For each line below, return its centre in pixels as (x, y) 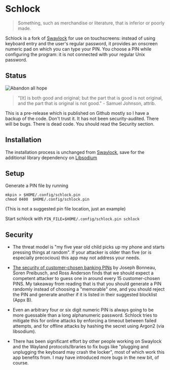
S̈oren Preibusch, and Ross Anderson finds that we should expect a (83, 273)
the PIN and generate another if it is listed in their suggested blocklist (85, 295)
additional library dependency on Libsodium (51, 158)
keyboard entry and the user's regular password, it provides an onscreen (82, 43)
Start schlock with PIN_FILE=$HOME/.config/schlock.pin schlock (72, 219)
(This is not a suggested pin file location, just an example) (65, 209)
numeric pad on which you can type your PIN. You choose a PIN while (78, 49)
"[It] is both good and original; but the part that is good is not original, (90, 98)
